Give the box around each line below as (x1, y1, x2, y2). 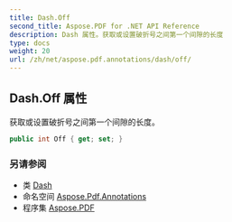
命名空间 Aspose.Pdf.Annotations (22, 190, 147, 201)
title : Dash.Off (9, 13, 70, 23)
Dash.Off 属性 (9, 91, 88, 106)
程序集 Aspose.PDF (22, 202, 95, 213)
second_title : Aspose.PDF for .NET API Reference (9, 22, 200, 31)
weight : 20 (9, 47, 51, 56)
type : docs (9, 38, 51, 48)
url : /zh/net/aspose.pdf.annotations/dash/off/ (9, 55, 192, 64)
